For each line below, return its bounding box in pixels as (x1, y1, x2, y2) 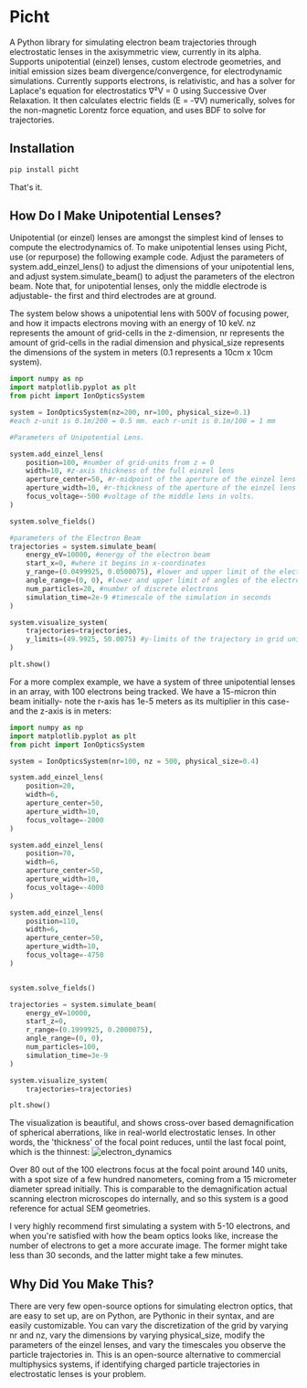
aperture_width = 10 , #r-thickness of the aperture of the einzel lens (26, 483, 297, 493)
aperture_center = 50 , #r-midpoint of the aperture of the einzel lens (26, 475, 297, 484)
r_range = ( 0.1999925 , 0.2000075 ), (26, 1025, 153, 1034)
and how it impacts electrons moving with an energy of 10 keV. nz (9, 318, 256, 329)
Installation (9, 141, 75, 156)
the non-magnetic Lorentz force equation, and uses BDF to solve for (9, 104, 267, 115)
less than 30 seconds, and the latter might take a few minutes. (9, 1250, 244, 1261)
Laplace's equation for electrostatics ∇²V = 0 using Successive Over (9, 85, 267, 96)
